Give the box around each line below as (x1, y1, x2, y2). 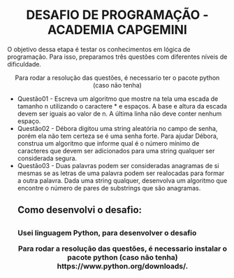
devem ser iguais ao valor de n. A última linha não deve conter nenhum (17, 109, 222, 118)
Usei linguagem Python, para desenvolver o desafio (17, 228, 197, 237)
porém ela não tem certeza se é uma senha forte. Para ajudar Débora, (17, 132, 219, 140)
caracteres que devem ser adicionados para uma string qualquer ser (17, 146, 215, 155)
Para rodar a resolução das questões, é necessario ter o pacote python (15, 74, 220, 82)
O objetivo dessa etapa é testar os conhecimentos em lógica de (7, 45, 191, 53)
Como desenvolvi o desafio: (17, 204, 142, 216)
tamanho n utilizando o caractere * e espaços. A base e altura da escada (17, 102, 227, 110)
